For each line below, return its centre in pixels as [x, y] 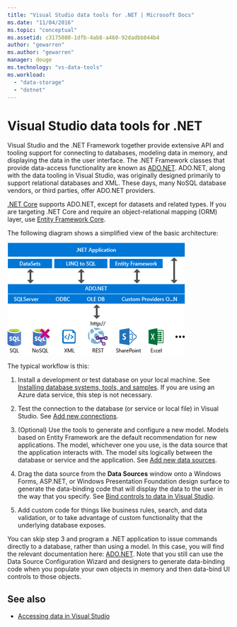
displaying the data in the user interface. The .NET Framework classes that [116, 160]
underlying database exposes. [62, 526]
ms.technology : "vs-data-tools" [55, 67]
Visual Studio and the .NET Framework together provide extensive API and [116, 145]
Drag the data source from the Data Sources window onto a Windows [119, 474]
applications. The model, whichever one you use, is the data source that [122, 445]
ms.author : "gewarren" [41, 52]
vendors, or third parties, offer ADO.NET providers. [81, 191]
